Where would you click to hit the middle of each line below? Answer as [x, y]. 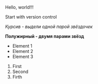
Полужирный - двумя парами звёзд [45, 36]
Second [20, 71]
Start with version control [31, 17]
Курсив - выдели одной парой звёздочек [49, 26]
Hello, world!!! [19, 7]
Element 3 [23, 56]
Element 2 [23, 51]
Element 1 [22, 46]
